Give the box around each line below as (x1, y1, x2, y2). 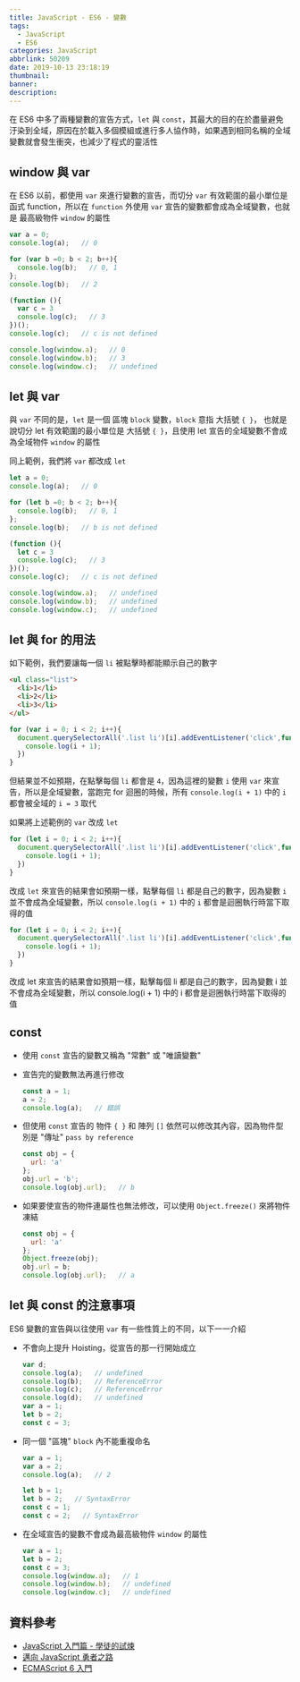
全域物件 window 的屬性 (16, 437, 101, 447)
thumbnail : (9, 72, 50, 81)
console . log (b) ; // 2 (9, 279, 98, 289)
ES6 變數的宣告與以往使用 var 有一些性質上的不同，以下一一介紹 (9, 1323, 246, 1334)
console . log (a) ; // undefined (21, 1368, 143, 1378)
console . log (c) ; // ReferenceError (21, 1385, 163, 1394)
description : (9, 88, 58, 97)
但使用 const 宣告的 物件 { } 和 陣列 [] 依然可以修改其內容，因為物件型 (21, 1120, 284, 1132)
